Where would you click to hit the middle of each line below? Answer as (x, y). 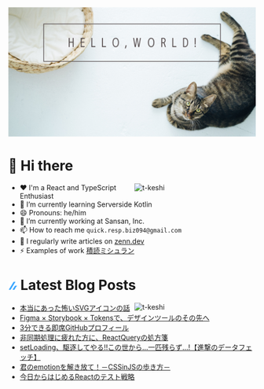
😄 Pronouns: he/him (53, 213)
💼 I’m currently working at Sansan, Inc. (82, 221)
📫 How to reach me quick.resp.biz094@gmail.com (101, 230)
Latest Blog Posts (78, 285)
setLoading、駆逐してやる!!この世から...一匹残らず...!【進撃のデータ (129, 347)
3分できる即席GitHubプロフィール (74, 328)
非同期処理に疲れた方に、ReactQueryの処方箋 (94, 338)
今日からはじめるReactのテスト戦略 (77, 377)
